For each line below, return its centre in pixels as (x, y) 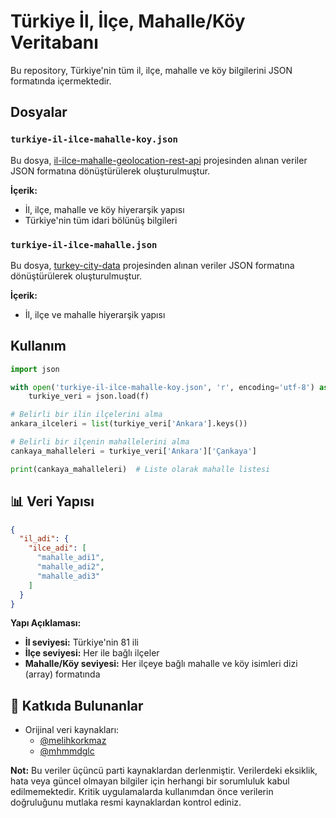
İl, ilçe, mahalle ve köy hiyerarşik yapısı (104, 209)
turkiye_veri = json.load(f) (89, 396)
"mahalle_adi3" (68, 576)
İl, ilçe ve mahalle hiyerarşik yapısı (95, 314)
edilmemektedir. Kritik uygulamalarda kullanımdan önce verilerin (142, 792)
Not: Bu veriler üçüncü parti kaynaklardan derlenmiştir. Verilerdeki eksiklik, (164, 771)
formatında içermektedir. (61, 81)
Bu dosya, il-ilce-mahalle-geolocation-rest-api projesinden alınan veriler (159, 160)
